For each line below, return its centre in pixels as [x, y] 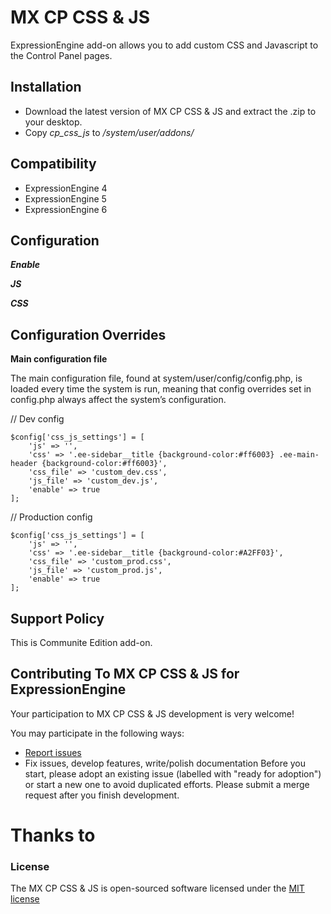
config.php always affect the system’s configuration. [118, 400]
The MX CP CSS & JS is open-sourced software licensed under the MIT [157, 888]
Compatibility [53, 164]
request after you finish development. [102, 795]
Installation [46, 87]
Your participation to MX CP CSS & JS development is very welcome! [152, 713]
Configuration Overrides [88, 334]
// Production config [51, 517]
